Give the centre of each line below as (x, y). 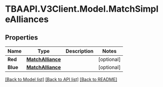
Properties (22, 37)
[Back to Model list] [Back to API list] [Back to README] (61, 79)
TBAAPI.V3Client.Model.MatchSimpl (82, 9)
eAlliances (27, 19)
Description (80, 51)
